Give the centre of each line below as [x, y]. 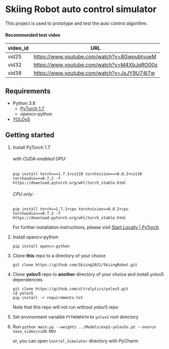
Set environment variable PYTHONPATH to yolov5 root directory [76, 317]
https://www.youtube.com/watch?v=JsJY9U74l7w [94, 73]
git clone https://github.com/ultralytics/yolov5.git [70, 289]
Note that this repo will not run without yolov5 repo [66, 307]
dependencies [28, 280]
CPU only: [23, 194]
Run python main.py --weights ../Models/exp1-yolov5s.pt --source [84, 327]
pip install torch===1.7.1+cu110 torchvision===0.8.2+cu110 [77, 174]
